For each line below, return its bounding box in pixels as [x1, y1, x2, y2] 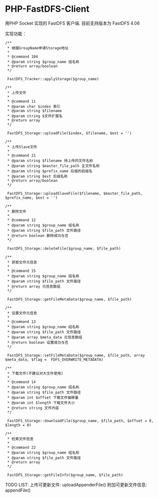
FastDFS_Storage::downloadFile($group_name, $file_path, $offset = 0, [7, 418, 154, 423]
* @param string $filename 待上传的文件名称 [7, 158, 94, 163]
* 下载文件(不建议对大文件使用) [7, 371, 63, 376]
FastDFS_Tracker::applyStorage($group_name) [7, 76, 99, 81]
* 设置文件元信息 [7, 310, 38, 315]
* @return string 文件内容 [7, 405, 59, 410]
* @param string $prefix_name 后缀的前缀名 [7, 168, 93, 173]
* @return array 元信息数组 [7, 284, 61, 289]
